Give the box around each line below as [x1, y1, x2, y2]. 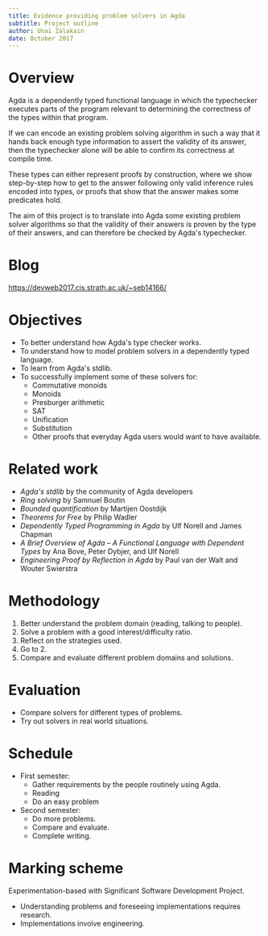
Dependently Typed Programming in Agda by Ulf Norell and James [19, 521, 242, 530]
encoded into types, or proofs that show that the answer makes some [8, 187, 239, 197]
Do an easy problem [31, 797, 99, 806]
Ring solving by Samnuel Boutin [19, 495, 126, 504]
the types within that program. [8, 113, 109, 122]
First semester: [19, 771, 70, 781]
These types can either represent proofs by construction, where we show [8, 170, 253, 180]
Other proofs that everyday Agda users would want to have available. [31, 432, 262, 441]
